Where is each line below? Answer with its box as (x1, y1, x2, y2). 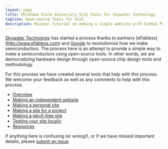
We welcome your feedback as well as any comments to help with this (5, 76, 150, 82)
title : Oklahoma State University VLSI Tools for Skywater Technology (5, 12, 155, 17)
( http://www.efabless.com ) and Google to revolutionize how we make (5, 40, 148, 46)
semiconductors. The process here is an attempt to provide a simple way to (5, 45, 161, 51)
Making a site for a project (12, 107, 66, 113)
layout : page (5, 7, 32, 12)
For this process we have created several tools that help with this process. (5, 71, 158, 77)
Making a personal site (12, 102, 59, 108)
